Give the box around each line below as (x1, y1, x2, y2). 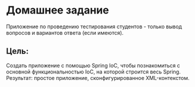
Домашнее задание (6, 4, 109, 17)
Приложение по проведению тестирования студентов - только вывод (6, 23, 183, 30)
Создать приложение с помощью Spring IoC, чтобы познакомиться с (6, 62, 180, 69)
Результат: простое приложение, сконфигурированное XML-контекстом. (6, 74, 190, 81)
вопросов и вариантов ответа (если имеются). (6, 29, 124, 36)
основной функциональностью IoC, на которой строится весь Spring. (6, 68, 181, 75)
